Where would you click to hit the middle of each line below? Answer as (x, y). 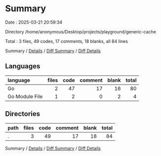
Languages (23, 66)
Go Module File (25, 96)
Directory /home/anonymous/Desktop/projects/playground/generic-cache (81, 31)
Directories (23, 114)
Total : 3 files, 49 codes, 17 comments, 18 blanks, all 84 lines (67, 41)
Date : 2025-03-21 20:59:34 (34, 22)
